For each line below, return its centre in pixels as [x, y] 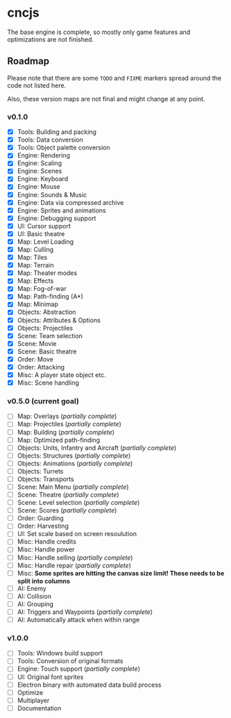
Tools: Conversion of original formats [70, 661]
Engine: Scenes [40, 171]
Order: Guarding [40, 518]
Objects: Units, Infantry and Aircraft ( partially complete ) [97, 448]
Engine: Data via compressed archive [70, 202]
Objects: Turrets [40, 471]
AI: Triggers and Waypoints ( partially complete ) [85, 612]
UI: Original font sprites [50, 677]
